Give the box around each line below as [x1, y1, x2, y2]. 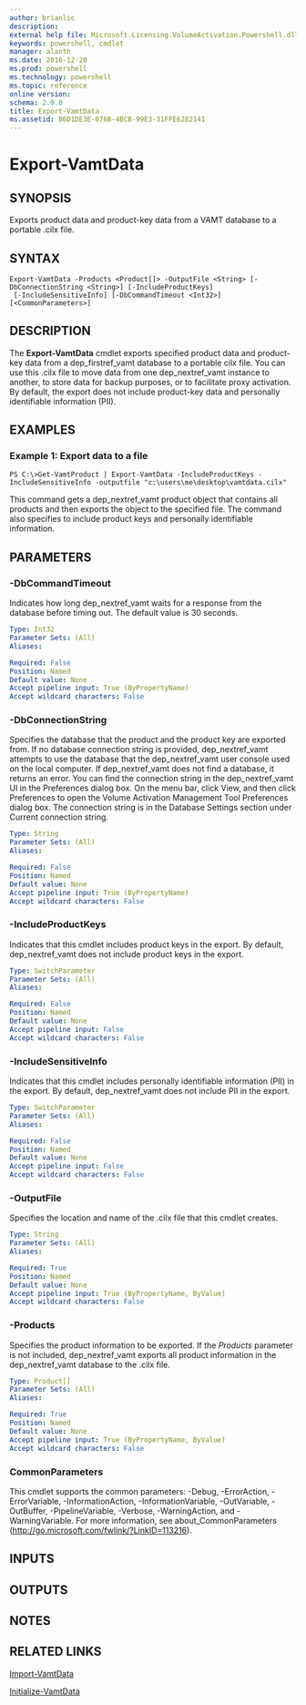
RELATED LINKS [9, 1644, 102, 1659]
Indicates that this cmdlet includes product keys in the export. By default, [9, 939, 284, 950]
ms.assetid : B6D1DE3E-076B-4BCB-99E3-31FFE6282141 [9, 115, 206, 124]
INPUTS [9, 1551, 55, 1567]
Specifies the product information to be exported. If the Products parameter [9, 1340, 293, 1351]
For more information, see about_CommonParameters [76, 1515, 278, 1526]
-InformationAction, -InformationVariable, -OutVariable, [63, 1496, 270, 1506]
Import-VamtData [9, 1668, 75, 1679]
